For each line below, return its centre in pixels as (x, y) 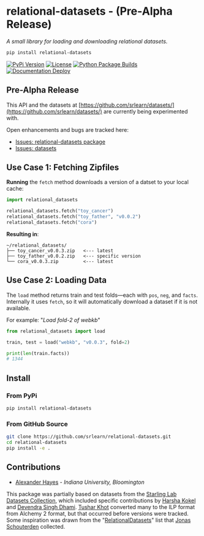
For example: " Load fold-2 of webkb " (53, 320)
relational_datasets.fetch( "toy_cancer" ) (60, 211)
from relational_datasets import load (56, 331)
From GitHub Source (37, 424)
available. (18, 308)
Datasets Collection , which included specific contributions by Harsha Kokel (101, 500)
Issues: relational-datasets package (60, 142)
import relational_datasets (42, 200)
